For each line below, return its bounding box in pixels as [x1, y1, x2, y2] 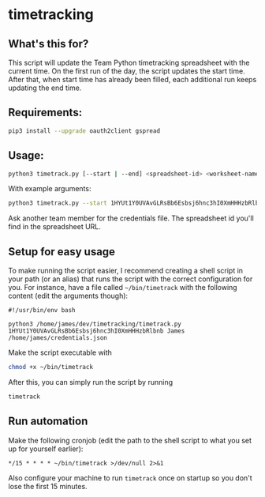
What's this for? [8, 37, 89, 51]
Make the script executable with [8, 348, 113, 357]
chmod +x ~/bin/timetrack [8, 363, 93, 371]
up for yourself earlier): [8, 444, 84, 454]
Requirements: [8, 106, 83, 119]
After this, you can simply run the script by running [8, 377, 174, 386]
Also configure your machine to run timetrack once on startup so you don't [8, 473, 252, 483]
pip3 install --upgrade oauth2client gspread [8, 126, 160, 135]
